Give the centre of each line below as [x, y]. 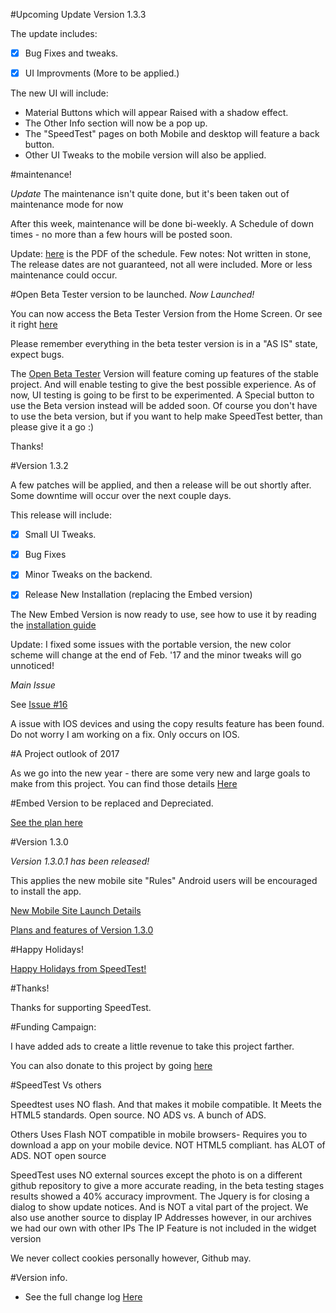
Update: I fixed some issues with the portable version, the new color [151, 645]
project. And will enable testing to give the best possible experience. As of [163, 385]
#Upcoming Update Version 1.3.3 [78, 14]
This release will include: [61, 515]
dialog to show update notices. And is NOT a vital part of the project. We [159, 1207]
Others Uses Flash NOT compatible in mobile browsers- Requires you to [159, 1135]
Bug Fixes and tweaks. [71, 53]
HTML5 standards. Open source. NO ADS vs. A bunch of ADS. [138, 1115]
